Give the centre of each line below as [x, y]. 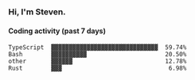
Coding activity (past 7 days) [57, 31]
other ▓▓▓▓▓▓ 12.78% [97, 62]
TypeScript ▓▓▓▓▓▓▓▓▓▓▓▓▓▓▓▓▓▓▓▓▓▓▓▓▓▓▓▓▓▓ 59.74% [97, 48]
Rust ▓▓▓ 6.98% [97, 69]
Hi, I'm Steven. [37, 12]
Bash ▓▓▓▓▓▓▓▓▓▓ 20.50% [97, 55]
